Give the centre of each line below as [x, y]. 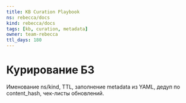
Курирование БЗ [51, 70]
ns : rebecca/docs [28, 18]
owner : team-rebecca [32, 35]
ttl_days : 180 [24, 40]
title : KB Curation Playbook [43, 12]
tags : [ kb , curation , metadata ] [47, 29]
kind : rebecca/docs [31, 23]
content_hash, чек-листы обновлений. [55, 93]
